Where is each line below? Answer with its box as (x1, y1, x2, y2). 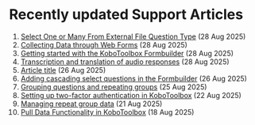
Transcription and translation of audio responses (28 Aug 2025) (20, 57, 230, 66)
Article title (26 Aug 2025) (20, 65, 106, 74)
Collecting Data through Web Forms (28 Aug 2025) (20, 40, 187, 49)
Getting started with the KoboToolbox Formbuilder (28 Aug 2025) (20, 48, 234, 58)
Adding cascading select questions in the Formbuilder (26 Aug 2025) (20, 74, 247, 83)
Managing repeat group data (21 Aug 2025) (20, 99, 163, 108)
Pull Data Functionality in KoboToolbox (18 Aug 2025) (20, 107, 195, 116)
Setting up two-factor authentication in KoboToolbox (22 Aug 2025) (20, 90, 241, 100)
